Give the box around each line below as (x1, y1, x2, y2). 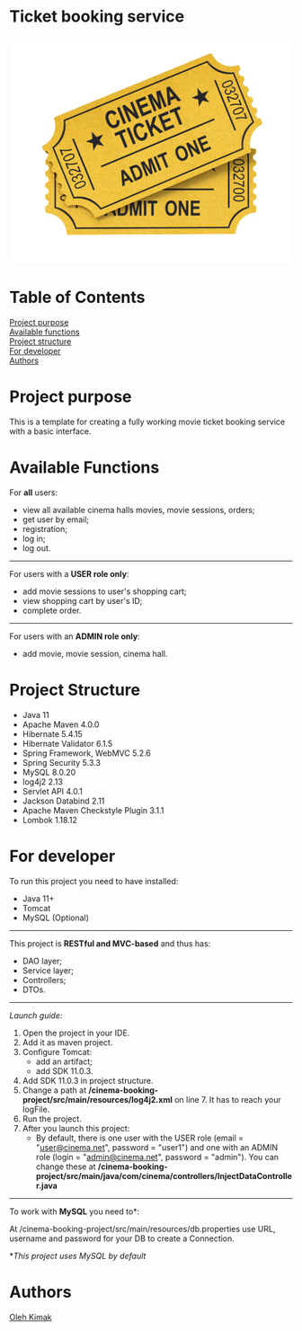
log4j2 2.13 (22, 776, 63, 787)
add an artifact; (35, 1056, 93, 1067)
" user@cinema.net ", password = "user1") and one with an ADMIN (35, 1141, 279, 1152)
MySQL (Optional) (22, 912, 90, 923)
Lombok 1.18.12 (22, 814, 78, 825)
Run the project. (22, 1113, 83, 1124)
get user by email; (22, 514, 90, 525)
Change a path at (22, 1085, 87, 1096)
